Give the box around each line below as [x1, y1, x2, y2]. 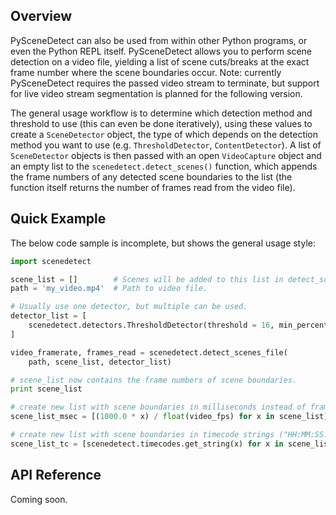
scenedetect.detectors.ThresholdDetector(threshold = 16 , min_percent [28, 320, 329, 330]
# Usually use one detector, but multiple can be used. [10, 302, 248, 312]
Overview [10, 8, 73, 25]
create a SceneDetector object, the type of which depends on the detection [10, 128, 319, 140]
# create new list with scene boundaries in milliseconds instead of [10, 402, 307, 413]
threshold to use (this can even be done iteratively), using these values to [10, 117, 313, 129]
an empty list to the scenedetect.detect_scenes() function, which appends [10, 160, 318, 172]
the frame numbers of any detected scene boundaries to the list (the [10, 170, 293, 183]
